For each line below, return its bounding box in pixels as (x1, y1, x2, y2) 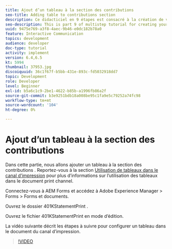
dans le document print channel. (5, 177, 74, 184)
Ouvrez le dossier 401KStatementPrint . (5, 203, 89, 209)
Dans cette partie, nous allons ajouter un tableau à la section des (5, 162, 142, 168)
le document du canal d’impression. (5, 228, 81, 234)
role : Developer (5, 79, 40, 84)
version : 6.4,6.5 (5, 55, 42, 60)
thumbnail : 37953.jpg (5, 64, 52, 70)
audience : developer (5, 41, 50, 46)
